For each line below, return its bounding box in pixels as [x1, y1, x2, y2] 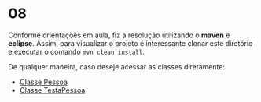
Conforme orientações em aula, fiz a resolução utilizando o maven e [8, 30, 230, 40]
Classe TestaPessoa [19, 85, 86, 94]
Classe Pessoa [19, 77, 68, 86]
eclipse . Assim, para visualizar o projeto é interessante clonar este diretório [8, 38, 253, 47]
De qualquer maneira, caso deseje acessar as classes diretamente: [8, 62, 226, 71]
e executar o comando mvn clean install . [8, 47, 145, 56]
